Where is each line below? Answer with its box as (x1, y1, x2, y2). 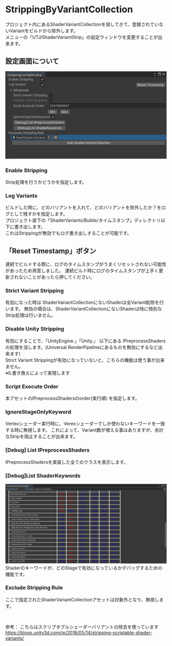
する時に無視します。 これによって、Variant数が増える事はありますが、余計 (5, 427, 164, 433)
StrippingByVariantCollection (5, 4, 133, 15)
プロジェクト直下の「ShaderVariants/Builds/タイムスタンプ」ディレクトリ (5, 217, 161, 224)
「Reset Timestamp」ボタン (5, 246, 96, 255)
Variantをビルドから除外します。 (9, 27, 78, 34)
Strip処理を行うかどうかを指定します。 (5, 179, 87, 185)
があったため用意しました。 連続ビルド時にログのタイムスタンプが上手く (5, 268, 159, 274)
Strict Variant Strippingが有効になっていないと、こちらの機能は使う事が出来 (5, 357, 165, 363)
